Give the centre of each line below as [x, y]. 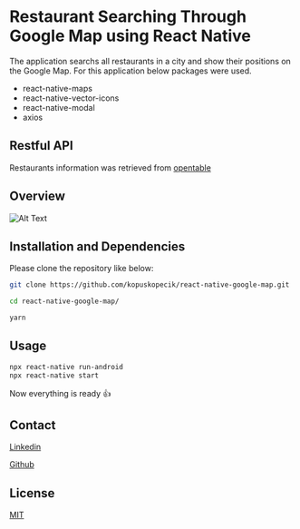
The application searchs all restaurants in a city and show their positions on [150, 61]
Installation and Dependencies [97, 246]
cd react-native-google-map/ [64, 301]
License [32, 493]
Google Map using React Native [131, 36]
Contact [33, 425]
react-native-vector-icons [71, 98]
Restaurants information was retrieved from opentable [110, 167]
